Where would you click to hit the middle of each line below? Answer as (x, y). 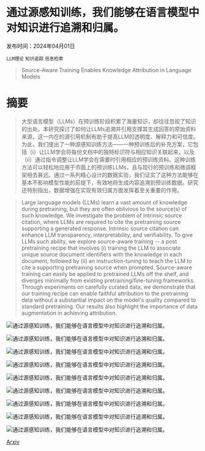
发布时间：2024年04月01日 (41, 46)
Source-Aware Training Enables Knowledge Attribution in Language (106, 70)
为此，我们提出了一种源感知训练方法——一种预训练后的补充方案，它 (107, 144)
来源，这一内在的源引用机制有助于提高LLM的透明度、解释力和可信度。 (110, 136)
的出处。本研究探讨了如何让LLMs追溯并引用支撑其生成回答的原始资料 (109, 129)
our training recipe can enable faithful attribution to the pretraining (105, 293)
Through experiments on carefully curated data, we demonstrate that (108, 287)
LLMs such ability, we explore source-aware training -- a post (99, 241)
